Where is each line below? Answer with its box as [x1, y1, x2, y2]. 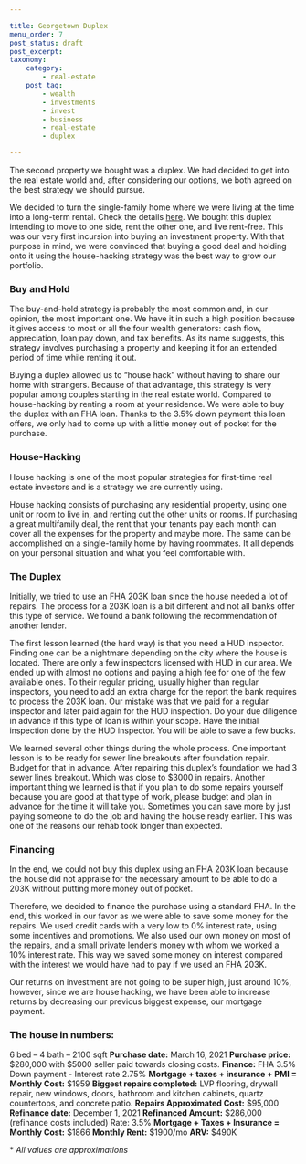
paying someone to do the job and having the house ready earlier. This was [9, 810, 293, 822]
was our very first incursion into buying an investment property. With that [9, 231, 285, 242]
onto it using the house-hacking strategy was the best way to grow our [9, 250, 277, 261]
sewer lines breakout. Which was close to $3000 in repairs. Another [9, 771, 266, 782]
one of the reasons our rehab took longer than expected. [9, 820, 223, 831]
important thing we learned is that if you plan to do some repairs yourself [9, 781, 284, 792]
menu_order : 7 [9, 29, 64, 39]
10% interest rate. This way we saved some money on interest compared [9, 949, 283, 960]
